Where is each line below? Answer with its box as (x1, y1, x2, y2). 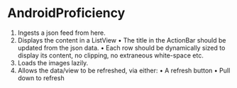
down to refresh (17, 73, 65, 82)
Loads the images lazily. (17, 58, 89, 67)
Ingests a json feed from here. (17, 28, 106, 37)
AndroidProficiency (7, 5, 126, 21)
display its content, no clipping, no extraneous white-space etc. (17, 51, 204, 60)
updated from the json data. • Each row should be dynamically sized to (17, 43, 226, 52)
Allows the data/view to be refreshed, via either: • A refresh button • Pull (17, 66, 231, 75)
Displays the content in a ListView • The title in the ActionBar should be (17, 35, 226, 44)
